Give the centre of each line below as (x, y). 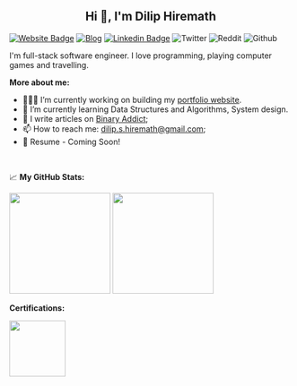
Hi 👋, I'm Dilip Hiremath (151, 17)
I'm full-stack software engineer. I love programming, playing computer (140, 56)
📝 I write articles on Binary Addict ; (85, 118)
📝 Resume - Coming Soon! (71, 142)
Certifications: (37, 308)
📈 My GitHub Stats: (47, 176)
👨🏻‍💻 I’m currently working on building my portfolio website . (132, 99)
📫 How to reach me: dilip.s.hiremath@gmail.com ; (114, 129)
